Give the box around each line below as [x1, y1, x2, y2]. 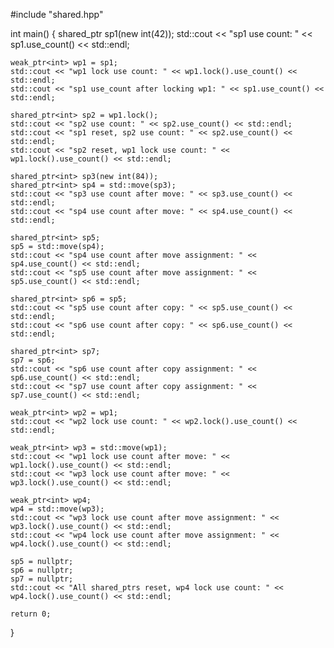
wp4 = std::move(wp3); [10, 504, 105, 514]
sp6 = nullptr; [10, 565, 74, 575]
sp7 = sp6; [10, 355, 56, 365]
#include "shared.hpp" [10, 9, 104, 20]
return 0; [10, 609, 52, 619]
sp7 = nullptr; [10, 574, 74, 584]
